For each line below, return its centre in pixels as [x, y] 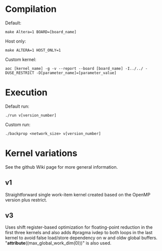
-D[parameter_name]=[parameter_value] [77, 73]
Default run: [17, 106]
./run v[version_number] [31, 115]
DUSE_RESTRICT [20, 73]
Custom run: [18, 125]
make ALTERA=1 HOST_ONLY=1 [33, 50]
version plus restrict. [26, 200]
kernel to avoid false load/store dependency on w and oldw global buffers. [81, 238]
